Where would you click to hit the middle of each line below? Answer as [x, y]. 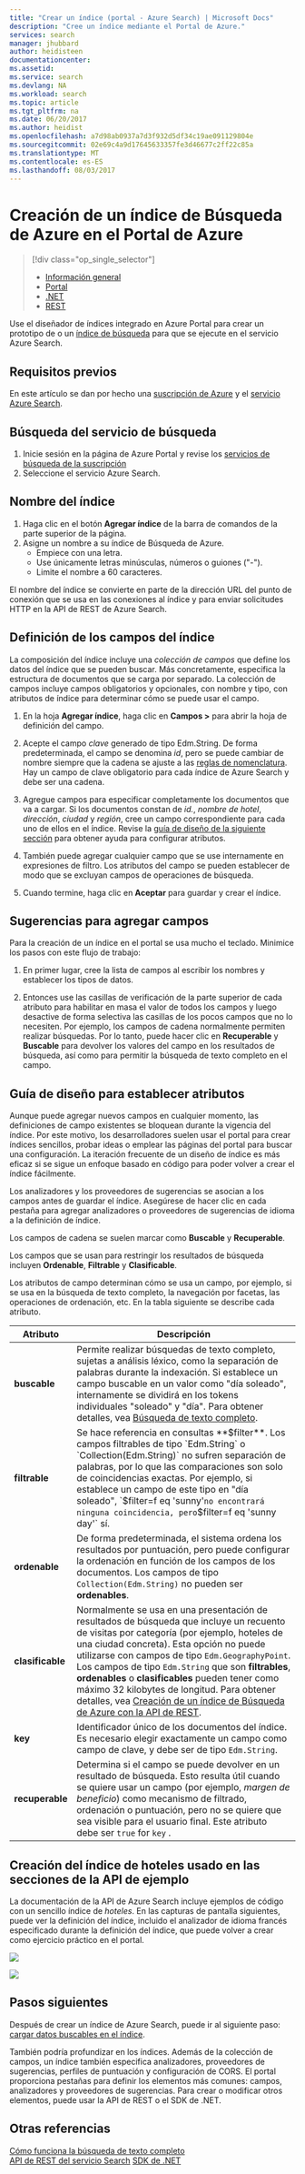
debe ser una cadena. [64, 781]
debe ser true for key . [124, 1833]
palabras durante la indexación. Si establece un [177, 1373]
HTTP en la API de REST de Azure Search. [89, 609]
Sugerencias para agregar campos [109, 921]
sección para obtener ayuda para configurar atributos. [124, 838]
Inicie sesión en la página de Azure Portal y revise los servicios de [146, 453]
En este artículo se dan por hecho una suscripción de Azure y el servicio [145, 394]
